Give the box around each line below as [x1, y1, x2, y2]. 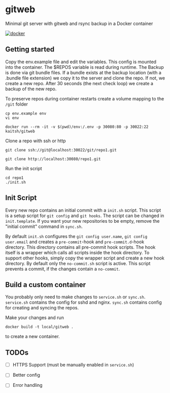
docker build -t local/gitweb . [5, 325, 74, 330]
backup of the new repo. [5, 86, 57, 92]
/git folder [5, 101, 28, 107]
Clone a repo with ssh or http [5, 138, 66, 144]
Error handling [12, 382, 43, 388]
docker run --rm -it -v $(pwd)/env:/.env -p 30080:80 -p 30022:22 [5, 124, 149, 129]
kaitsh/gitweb [5, 128, 36, 134]
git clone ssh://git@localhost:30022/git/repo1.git [5, 147, 117, 152]
